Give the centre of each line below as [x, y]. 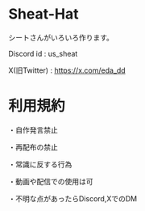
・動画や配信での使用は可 [51, 181]
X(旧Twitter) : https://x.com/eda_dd [67, 70]
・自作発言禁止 [33, 129]
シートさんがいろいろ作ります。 [61, 37]
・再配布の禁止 [33, 147]
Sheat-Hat [43, 14]
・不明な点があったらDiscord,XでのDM [73, 198]
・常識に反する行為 [40, 164]
